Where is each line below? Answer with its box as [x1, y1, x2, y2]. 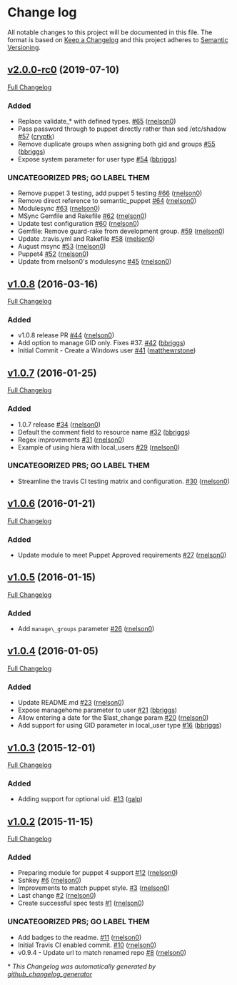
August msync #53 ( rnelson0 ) [17, 242, 106, 251]
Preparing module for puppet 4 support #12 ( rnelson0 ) [17, 868, 178, 877]
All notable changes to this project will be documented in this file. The [7, 28, 213, 36]
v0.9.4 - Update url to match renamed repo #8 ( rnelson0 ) [17, 948, 187, 956]
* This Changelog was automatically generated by [7, 962, 156, 971]
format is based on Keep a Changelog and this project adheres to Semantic [7, 35, 228, 44]
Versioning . [7, 43, 41, 51]
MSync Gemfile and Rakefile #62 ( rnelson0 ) [17, 212, 147, 220]
